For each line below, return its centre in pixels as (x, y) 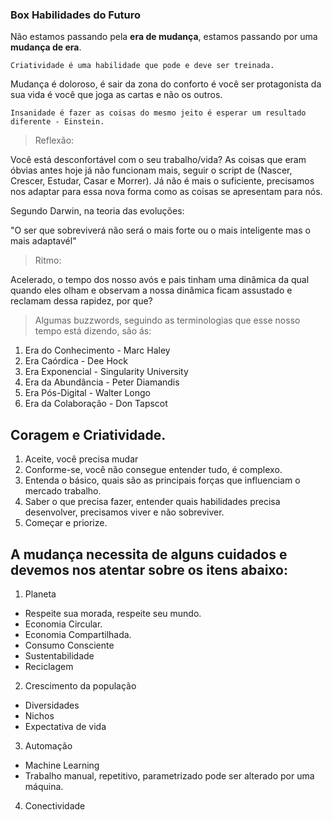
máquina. (44, 786)
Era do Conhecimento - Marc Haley (97, 350)
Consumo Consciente (69, 645)
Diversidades (52, 705)
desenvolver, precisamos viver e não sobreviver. (124, 512)
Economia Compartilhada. (78, 634)
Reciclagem (49, 666)
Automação (48, 745)
